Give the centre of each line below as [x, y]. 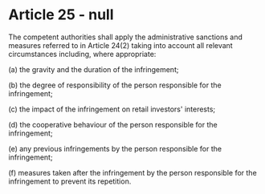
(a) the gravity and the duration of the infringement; [94, 69]
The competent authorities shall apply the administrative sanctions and [126, 37]
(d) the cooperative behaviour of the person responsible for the [113, 124]
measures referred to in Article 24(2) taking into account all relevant [120, 45]
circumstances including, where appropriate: [82, 54]
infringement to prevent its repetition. [70, 181]
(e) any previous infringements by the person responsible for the [115, 148]
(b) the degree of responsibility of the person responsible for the [115, 85]
